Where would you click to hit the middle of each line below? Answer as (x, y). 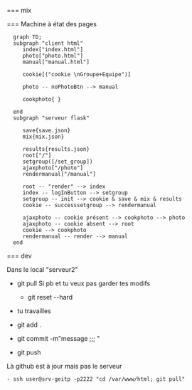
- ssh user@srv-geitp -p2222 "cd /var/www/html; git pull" (96, 379)
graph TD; (27, 37)
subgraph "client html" (48, 43)
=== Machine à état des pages (52, 24)
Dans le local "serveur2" (43, 269)
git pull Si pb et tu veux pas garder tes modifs (84, 283)
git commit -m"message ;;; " (58, 338)
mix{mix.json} (43, 137)
